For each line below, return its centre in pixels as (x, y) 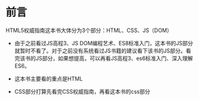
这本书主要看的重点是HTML (48, 79)
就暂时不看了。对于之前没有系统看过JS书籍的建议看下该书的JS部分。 (100, 50)
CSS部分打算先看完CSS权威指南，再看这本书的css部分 (82, 91)
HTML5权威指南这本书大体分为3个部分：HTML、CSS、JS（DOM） (89, 30)
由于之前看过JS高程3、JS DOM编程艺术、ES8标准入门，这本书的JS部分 (104, 43)
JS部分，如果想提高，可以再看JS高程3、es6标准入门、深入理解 (114, 58)
